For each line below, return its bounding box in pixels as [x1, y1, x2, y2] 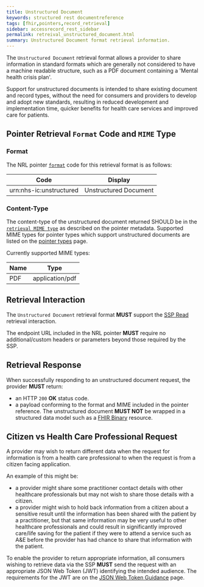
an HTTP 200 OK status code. [15, 394, 90, 402]
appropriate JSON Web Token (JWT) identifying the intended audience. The [6, 567, 197, 575]
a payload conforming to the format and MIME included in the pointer [15, 401, 189, 408]
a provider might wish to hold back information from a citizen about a [15, 504, 189, 511]
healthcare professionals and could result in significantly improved [15, 523, 183, 531]
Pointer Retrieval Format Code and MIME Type [6, 129, 177, 139]
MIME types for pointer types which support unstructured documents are [6, 231, 190, 238]
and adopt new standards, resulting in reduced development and [6, 98, 169, 106]
